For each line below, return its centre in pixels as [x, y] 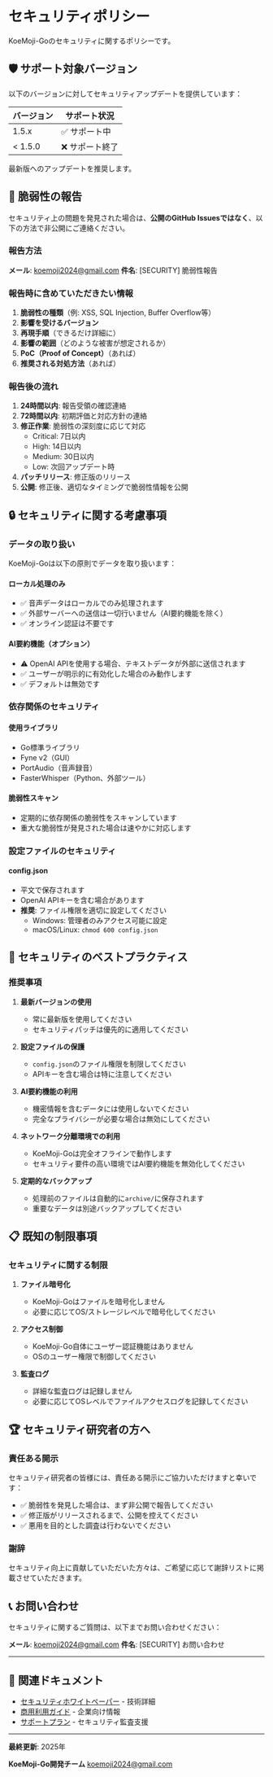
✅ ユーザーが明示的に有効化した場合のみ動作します [106, 673]
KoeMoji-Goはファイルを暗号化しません [98, 1302]
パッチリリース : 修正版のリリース [76, 477]
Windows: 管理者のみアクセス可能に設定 [100, 920]
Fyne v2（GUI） [47, 757]
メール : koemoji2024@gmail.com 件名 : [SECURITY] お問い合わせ [117, 1644]
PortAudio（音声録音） [58, 768]
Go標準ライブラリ [50, 747]
